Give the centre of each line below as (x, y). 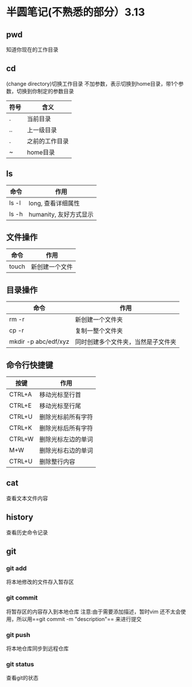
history (20, 517)
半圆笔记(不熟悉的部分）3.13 (76, 12)
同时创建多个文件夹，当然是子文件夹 (126, 342)
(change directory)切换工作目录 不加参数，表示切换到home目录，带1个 (92, 83)
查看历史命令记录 (27, 532)
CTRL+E (20, 406)
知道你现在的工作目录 (32, 49)
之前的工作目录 (48, 141)
